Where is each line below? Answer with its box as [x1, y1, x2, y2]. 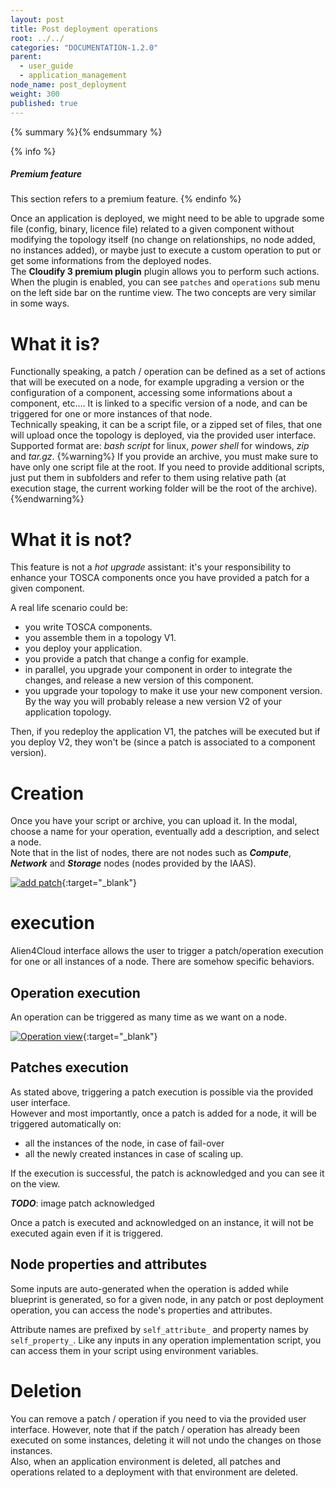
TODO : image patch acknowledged [10, 1197, 155, 1209]
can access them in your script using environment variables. [10, 1344, 259, 1356]
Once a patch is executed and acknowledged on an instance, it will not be [10, 1216, 315, 1228]
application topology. [24, 706, 112, 718]
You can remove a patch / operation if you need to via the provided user [10, 1412, 307, 1425]
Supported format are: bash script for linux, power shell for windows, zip [10, 440, 310, 452]
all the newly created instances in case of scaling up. [24, 1147, 244, 1160]
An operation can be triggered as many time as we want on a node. [10, 1011, 287, 1023]
